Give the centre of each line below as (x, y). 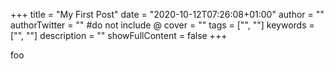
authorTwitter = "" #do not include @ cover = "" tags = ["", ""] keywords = (162, 25)
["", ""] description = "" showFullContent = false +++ (119, 35)
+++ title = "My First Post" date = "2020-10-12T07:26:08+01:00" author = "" (167, 14)
